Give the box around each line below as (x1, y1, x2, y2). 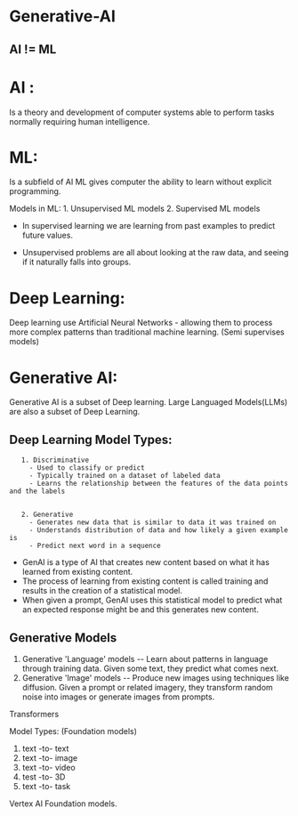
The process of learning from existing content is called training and (21, 576, 269, 586)
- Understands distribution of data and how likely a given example (28, 526, 289, 535)
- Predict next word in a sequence (28, 541, 162, 551)
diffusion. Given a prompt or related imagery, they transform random (21, 682, 273, 692)
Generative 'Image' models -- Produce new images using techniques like (21, 672, 289, 683)
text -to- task (21, 780, 71, 791)
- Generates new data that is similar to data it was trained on (28, 518, 277, 527)
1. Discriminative (20, 456, 90, 465)
